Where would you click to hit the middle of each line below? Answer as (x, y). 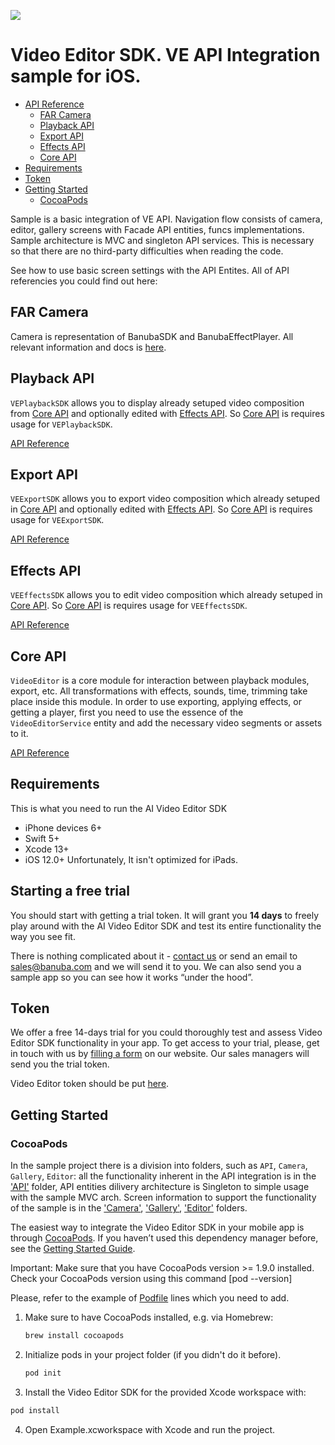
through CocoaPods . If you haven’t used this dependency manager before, (164, 1238)
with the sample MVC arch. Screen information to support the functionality (163, 1197)
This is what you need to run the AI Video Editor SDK (119, 808)
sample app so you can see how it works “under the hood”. (132, 977)
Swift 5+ (42, 838)
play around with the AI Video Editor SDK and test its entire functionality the (166, 926)
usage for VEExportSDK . (57, 520)
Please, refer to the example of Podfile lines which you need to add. (150, 1298)
